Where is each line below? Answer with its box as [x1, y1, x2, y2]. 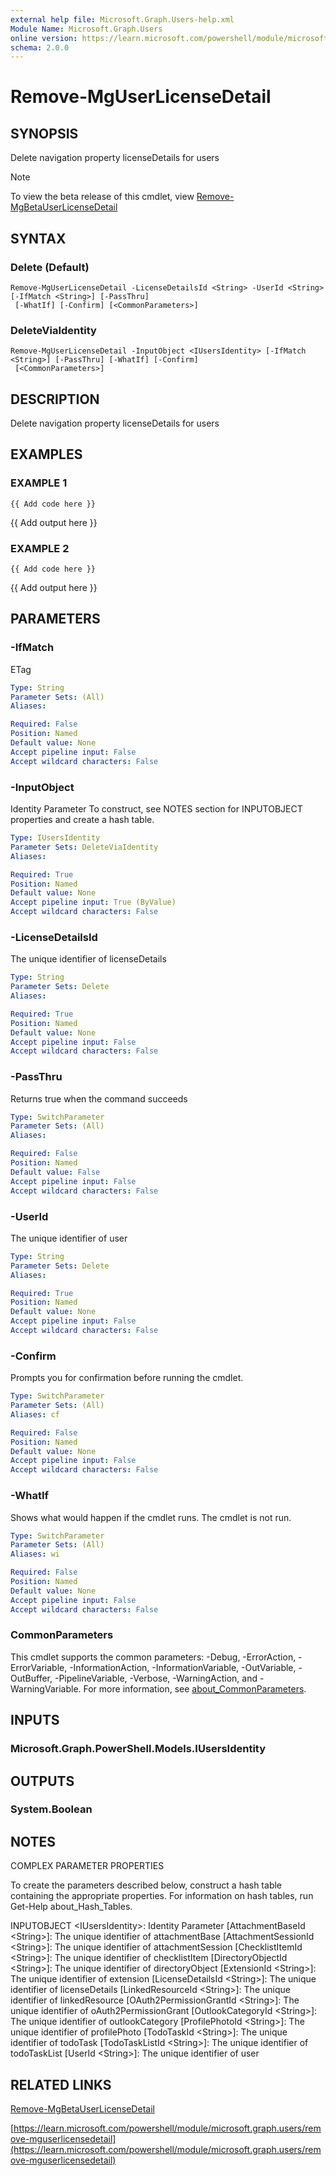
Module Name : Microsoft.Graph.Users [10, 24, 163, 34]
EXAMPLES [10, 446, 83, 463]
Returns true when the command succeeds [10, 1092, 188, 1105]
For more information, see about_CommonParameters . [83, 1682, 307, 1695]
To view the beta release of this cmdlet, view [10, 191, 195, 203]
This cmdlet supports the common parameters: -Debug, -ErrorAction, [10, 1651, 297, 1663]
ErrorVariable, [10, 1661, 68, 1673]
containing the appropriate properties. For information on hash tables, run [10, 1890, 314, 1902]
